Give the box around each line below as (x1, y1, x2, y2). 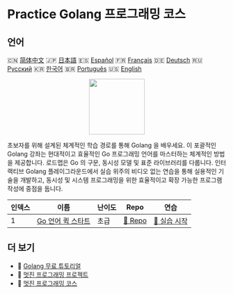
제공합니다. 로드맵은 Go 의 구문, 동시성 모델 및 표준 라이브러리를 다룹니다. (14, 158, 214, 167)
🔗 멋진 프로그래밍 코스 (17, 279, 78, 287)
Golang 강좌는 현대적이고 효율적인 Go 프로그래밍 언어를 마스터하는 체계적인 (7, 150, 212, 158)
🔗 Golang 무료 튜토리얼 (17, 261, 81, 270)
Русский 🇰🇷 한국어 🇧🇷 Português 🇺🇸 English (7, 65, 143, 73)
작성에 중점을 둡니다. (7, 185, 63, 193)
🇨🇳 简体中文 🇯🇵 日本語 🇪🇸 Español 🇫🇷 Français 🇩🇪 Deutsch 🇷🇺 (7, 56, 203, 64)
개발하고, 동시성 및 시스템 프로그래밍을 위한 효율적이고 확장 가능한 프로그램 (19, 176, 223, 184)
